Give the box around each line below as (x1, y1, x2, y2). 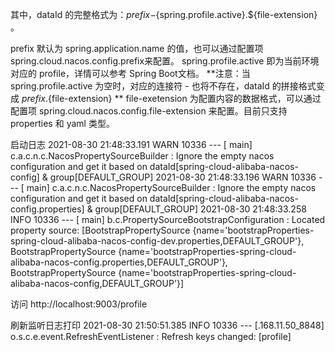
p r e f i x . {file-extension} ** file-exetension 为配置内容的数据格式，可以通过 (21, 93, 322, 104)
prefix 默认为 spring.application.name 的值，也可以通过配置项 (10, 43, 264, 54)
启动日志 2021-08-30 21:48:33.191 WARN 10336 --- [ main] (10, 139, 253, 150)
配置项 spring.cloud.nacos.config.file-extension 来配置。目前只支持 (10, 105, 288, 117)
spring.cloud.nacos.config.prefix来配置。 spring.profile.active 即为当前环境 (10, 55, 320, 67)
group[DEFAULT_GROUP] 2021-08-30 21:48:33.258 (94, 203, 307, 215)
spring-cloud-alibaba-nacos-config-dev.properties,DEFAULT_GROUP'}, (10, 235, 305, 247)
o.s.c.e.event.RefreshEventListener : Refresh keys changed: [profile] (10, 331, 292, 342)
